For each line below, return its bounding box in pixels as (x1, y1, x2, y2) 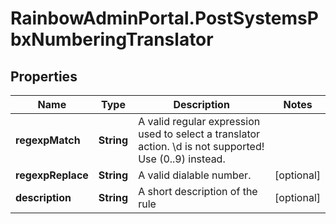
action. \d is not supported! (138, 140, 265, 153)
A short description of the (138, 185, 258, 198)
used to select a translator (138, 127, 261, 141)
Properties (10, 68, 78, 85)
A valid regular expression (138, 115, 261, 128)
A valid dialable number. (138, 168, 252, 182)
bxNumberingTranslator (10, 28, 214, 51)
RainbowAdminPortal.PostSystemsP (10, 7, 319, 30)
